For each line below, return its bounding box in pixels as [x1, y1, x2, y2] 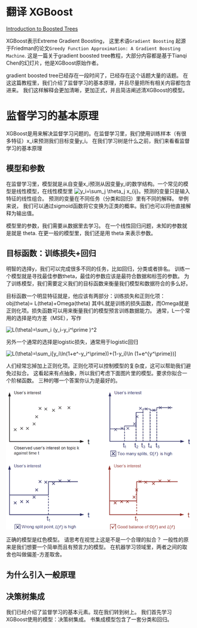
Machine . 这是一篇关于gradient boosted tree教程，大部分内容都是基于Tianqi [6, 52, 188, 59]
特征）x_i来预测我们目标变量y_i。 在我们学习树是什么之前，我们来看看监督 [11, 137, 190, 144]
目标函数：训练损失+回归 [6, 248, 97, 259]
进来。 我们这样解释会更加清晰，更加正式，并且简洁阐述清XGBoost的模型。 [6, 86, 188, 93]
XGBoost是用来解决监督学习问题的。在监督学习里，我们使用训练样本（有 [6, 130, 182, 137]
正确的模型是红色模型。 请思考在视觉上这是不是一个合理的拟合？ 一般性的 [6, 536, 184, 543]
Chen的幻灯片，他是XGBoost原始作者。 [6, 59, 102, 66]
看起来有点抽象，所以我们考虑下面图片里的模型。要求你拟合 [38, 369, 182, 376]
